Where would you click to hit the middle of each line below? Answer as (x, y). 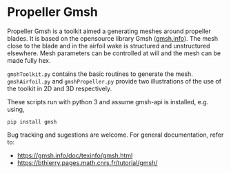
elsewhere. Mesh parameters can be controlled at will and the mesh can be (114, 53)
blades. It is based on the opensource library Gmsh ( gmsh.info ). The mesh (113, 38)
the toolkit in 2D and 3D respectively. (60, 88)
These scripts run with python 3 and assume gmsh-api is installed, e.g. (108, 101)
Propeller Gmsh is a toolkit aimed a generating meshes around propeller (109, 31)
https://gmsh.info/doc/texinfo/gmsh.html (75, 155)
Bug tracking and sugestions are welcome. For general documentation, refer (115, 135)
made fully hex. (29, 60)
